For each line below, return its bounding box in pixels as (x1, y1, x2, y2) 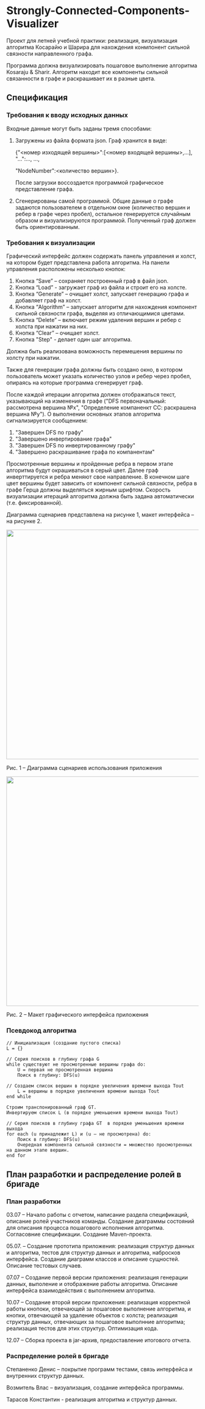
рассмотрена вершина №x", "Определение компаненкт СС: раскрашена (6, 403, 196, 411)
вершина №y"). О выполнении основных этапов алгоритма (6, 410, 161, 417)
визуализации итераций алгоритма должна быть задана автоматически (6, 492, 194, 499)
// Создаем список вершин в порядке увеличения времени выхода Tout (6, 1083, 184, 1089)
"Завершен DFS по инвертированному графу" (15, 441, 135, 449)
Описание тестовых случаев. (6, 1261, 82, 1269)
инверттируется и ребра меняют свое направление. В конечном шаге (6, 473, 190, 480)
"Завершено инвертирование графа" (15, 435, 112, 443)
